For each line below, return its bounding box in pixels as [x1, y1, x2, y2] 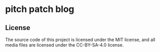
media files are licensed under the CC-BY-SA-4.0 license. [5, 42, 124, 48]
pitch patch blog [5, 3, 74, 15]
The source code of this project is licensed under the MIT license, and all [5, 36, 155, 42]
